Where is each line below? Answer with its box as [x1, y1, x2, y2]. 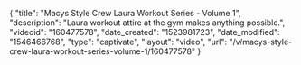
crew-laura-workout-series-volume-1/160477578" [9, 46, 196, 57]
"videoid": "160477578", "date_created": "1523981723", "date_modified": [9, 27, 280, 37]
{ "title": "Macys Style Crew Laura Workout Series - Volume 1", [9, 8, 241, 18]
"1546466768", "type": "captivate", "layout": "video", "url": [9, 36, 228, 47]
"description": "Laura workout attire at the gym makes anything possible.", [9, 17, 286, 28]
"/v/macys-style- [229, 36, 293, 47]
